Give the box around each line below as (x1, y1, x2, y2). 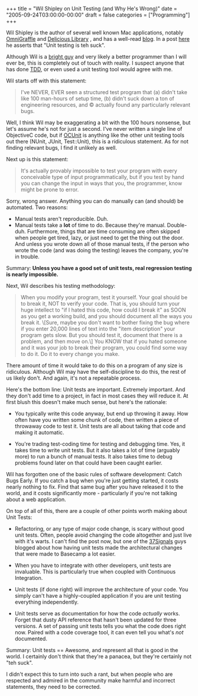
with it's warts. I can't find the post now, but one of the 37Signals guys (14, 538, 187, 544)
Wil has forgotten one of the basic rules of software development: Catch (6, 471, 182, 477)
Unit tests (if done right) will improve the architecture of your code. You (14, 586, 189, 593)
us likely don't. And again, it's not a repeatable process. (6, 374, 142, 381)
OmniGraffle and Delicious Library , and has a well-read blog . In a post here (6, 36, 190, 42)
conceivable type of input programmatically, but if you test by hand (20, 174, 184, 180)
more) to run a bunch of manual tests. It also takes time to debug (14, 453, 173, 460)
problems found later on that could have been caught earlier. (14, 459, 163, 466)
